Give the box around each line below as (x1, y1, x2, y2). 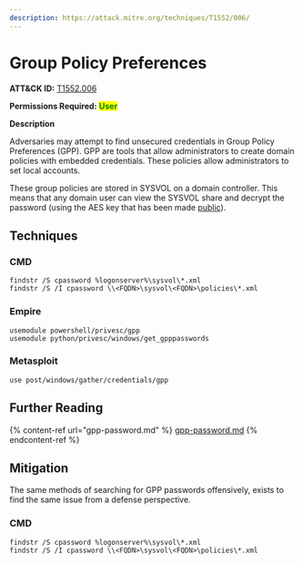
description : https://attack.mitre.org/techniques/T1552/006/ (9, 13, 250, 23)
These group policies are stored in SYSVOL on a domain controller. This (9, 182, 278, 193)
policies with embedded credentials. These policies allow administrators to (9, 155, 289, 166)
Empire (9, 305, 42, 318)
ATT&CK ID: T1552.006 (9, 83, 97, 94)
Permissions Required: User (9, 100, 118, 111)
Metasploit (9, 354, 58, 367)
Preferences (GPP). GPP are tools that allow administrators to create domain (9, 145, 295, 156)
